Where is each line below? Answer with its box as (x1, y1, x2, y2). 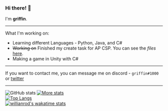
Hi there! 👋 (5, 4, 31, 11)
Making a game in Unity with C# (12, 56, 78, 62)
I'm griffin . (5, 16, 27, 22)
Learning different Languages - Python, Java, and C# (12, 40, 122, 46)
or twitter (5, 75, 24, 81)
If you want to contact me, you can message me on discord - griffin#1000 (5, 70, 159, 76)
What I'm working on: (5, 30, 49, 36)
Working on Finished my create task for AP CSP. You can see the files (12, 45, 156, 51)
